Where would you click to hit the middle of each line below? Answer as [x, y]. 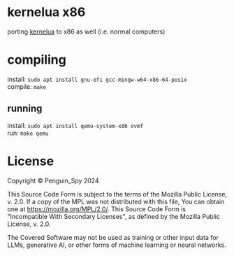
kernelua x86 [46, 12]
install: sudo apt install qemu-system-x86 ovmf [75, 125]
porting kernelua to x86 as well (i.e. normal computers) [86, 31]
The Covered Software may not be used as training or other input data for [113, 237]
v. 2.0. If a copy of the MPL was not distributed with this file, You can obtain [116, 201]
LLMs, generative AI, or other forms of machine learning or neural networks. [117, 245]
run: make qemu [28, 133]
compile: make [27, 86]
